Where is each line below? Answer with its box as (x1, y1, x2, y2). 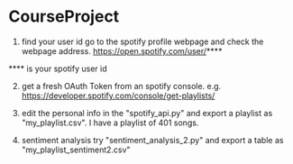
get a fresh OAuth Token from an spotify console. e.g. (21, 80, 222, 91)
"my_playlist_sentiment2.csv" (21, 144, 132, 155)
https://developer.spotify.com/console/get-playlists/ (21, 90, 215, 101)
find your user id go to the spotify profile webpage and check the (21, 36, 264, 47)
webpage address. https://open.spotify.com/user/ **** (21, 45, 223, 56)
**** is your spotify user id (8, 63, 107, 74)
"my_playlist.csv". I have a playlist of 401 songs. (21, 117, 199, 128)
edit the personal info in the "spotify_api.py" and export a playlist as (21, 107, 273, 118)
